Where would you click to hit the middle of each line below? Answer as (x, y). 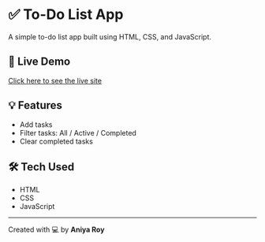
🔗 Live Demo (39, 62)
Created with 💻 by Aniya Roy (56, 229)
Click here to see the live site (55, 80)
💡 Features (35, 105)
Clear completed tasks (56, 141)
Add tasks (36, 125)
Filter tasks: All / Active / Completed (78, 132)
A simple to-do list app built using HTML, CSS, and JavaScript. (110, 36)
